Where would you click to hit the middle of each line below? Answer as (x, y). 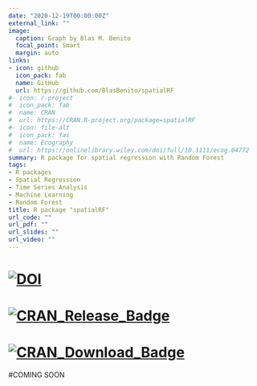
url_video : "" (32, 240)
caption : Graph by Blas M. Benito (73, 38)
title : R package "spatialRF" (59, 209)
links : (19, 61)
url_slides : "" (34, 232)
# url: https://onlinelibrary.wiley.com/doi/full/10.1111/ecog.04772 (129, 150)
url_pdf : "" (28, 225)
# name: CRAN (32, 113)
